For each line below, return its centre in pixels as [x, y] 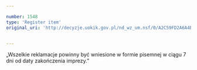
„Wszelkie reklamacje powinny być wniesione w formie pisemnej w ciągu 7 [96, 55]
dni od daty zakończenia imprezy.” [48, 61]
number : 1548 [22, 16]
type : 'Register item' [34, 22]
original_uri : [23, 28]
